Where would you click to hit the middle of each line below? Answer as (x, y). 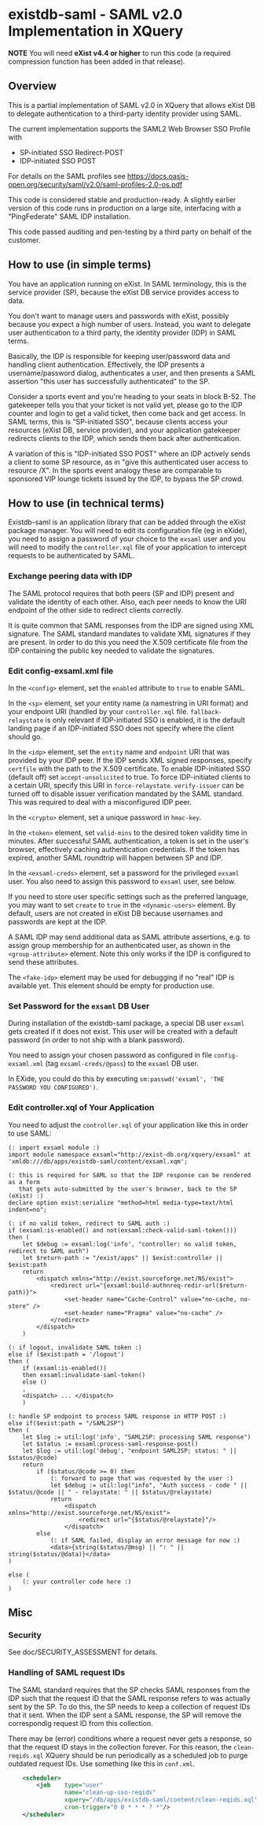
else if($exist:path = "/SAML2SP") (66, 1423)
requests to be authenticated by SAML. (71, 556)
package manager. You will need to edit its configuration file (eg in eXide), (128, 531)
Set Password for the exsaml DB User (79, 1006)
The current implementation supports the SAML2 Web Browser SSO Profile (130, 128)
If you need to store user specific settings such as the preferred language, (128, 896)
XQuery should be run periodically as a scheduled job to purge (147, 1755)
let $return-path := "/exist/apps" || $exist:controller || (123, 1257)
